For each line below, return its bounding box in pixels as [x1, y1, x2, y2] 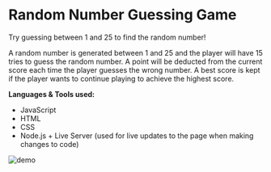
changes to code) [19, 139, 79, 149]
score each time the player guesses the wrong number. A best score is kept [8, 65, 260, 74]
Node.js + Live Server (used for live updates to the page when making [19, 131, 254, 141]
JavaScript [19, 105, 57, 115]
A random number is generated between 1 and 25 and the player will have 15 [8, 48, 263, 57]
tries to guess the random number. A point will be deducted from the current [8, 57, 263, 66]
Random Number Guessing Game [8, 6, 237, 24]
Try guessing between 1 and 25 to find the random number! [8, 32, 206, 42]
